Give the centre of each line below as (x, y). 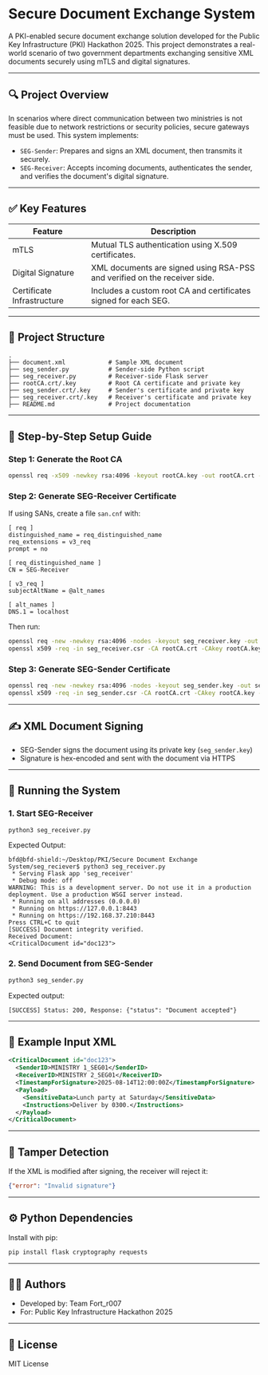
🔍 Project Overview (59, 95)
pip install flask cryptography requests (78, 1252)
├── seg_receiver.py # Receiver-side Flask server (108, 377)
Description (173, 231)
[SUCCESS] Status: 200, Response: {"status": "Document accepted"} (123, 1010)
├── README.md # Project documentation (100, 405)
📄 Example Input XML (63, 1042)
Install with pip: (33, 1237)
